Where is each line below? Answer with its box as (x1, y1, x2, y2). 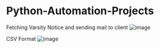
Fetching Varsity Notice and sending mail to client (6, 24, 128, 31)
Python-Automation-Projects (6, 4, 154, 18)
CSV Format (6, 35, 36, 42)
